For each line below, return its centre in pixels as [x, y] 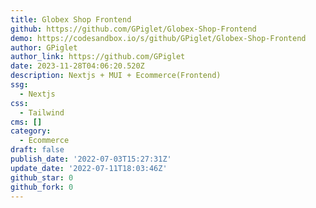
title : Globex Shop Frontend [71, 19]
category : [31, 131]
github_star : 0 [42, 177]
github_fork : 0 [42, 187]
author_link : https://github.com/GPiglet [98, 57]
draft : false [37, 150]
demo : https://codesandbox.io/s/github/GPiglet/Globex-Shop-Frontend [158, 38]
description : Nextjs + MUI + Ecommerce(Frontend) [116, 76]
